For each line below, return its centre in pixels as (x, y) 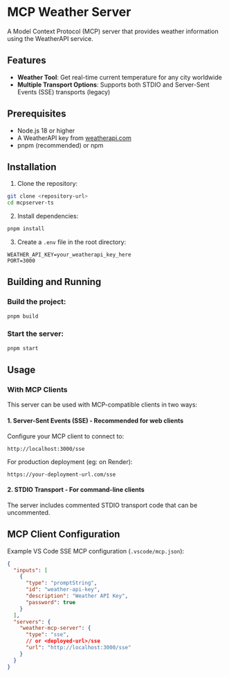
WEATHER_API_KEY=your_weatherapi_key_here (69, 255)
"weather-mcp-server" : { (55, 628)
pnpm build (23, 316)
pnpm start (23, 348)
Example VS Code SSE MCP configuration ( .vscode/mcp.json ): (96, 551)
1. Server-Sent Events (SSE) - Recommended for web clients (95, 421)
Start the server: (36, 334)
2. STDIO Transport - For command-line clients (76, 490)
